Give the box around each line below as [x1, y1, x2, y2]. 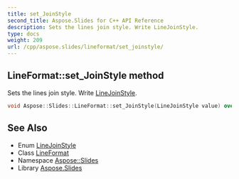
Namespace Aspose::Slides [17, 156, 99, 164]
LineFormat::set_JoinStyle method [7, 70, 164, 82]
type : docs [7, 30, 40, 38]
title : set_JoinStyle [7, 10, 72, 18]
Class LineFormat [17, 148, 70, 157]
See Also [7, 122, 48, 134]
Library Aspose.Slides [17, 163, 83, 172]
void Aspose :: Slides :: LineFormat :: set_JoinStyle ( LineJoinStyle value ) [7, 102, 221, 109]
